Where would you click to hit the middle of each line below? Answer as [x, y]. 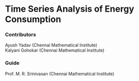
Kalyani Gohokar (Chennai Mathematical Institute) [55, 50]
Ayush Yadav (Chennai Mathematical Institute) [51, 45]
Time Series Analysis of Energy [70, 9]
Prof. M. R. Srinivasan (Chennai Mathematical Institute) [60, 74]
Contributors [21, 35]
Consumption [33, 19]
